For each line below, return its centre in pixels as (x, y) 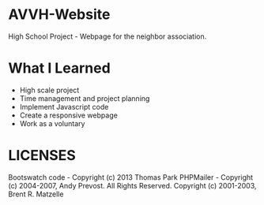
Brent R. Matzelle (36, 194)
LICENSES (42, 156)
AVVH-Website (59, 15)
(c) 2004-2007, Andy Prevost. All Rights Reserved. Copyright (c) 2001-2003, (132, 185)
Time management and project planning (85, 98)
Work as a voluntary (52, 123)
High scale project (49, 90)
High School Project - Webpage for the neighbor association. (107, 36)
